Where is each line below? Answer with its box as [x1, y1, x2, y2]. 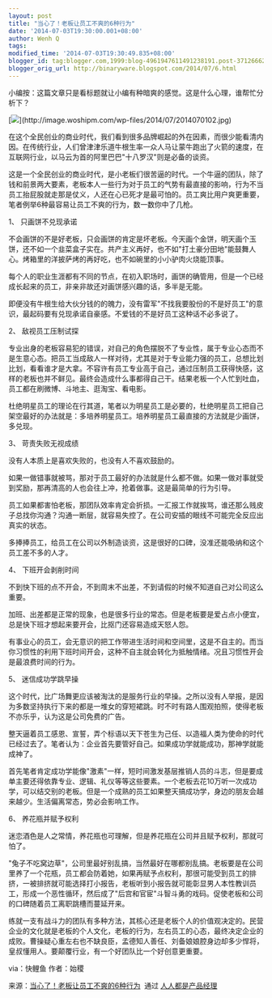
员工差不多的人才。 [8, 547, 73, 557]
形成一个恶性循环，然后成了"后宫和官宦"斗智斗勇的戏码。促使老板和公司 [22, 888, 264, 898]
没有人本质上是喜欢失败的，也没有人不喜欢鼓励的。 [8, 455, 179, 465]
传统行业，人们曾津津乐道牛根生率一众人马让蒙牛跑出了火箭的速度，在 [29, 142, 264, 151]
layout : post [8, 11, 53, 20]
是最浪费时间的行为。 [8, 656, 79, 666]
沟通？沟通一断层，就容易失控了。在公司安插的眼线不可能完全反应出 [36, 510, 264, 520]
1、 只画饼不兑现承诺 [8, 216, 78, 227]
